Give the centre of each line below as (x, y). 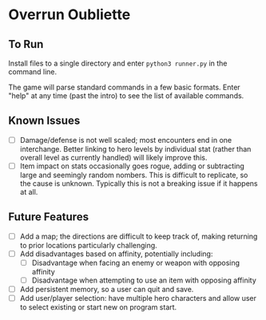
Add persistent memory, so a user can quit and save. (107, 289)
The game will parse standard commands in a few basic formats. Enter (125, 87)
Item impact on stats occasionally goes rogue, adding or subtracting (132, 166)
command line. (33, 72)
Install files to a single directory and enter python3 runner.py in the (118, 63)
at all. (29, 192)
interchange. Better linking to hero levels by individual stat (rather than (135, 148)
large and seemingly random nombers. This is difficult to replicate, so (134, 175)
